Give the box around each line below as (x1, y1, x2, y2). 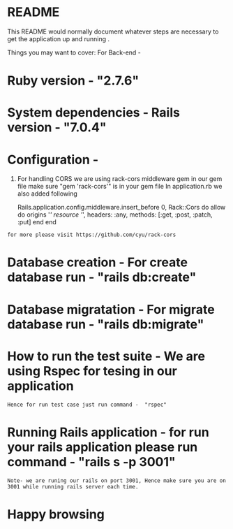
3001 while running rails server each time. (7, 483, 139, 490)
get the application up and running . (7, 34, 110, 43)
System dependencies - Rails (7, 105, 180, 121)
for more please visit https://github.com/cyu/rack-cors (7, 231, 176, 238)
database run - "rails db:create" (7, 270, 197, 285)
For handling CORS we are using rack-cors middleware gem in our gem (17, 175, 223, 183)
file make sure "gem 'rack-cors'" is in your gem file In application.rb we (17, 182, 223, 191)
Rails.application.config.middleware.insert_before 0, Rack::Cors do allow (17, 203, 226, 212)
